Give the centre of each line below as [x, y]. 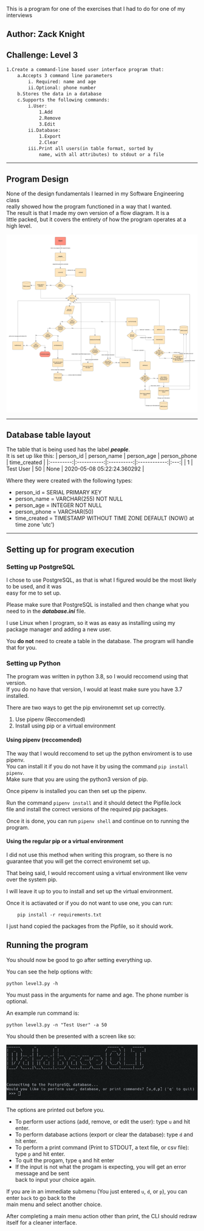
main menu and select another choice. [54, 1204]
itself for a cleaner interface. [42, 1222]
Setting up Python [33, 663]
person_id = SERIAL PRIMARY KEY [58, 493]
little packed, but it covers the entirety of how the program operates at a [96, 220]
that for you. [22, 648]
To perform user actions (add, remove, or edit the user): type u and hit [103, 1121]
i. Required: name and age [62, 82]
